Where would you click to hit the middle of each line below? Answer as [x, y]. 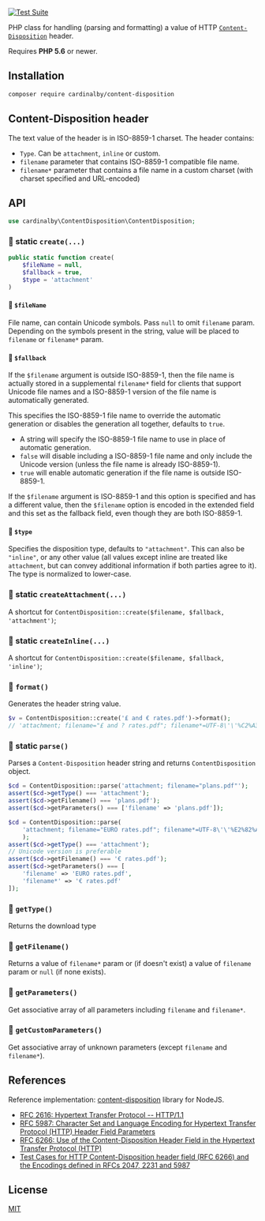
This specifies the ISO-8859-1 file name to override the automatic [115, 415]
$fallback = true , [52, 272]
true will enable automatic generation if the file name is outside [122, 473]
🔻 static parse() [38, 746]
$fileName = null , [52, 265]
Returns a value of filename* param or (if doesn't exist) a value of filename [130, 964]
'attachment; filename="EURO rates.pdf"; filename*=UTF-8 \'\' [127, 829]
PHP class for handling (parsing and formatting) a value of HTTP [113, 27]
